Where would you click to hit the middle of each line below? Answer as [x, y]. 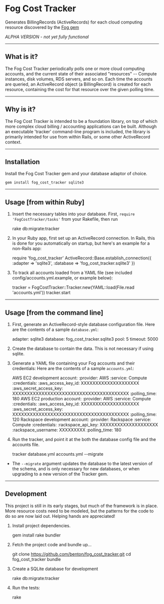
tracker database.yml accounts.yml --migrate [58, 454]
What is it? [21, 57]
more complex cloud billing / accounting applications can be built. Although [81, 126]
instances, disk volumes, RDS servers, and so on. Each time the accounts [79, 79]
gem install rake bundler [36, 535]
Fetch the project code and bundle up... [52, 544]
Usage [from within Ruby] [45, 202]
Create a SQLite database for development [55, 569]
